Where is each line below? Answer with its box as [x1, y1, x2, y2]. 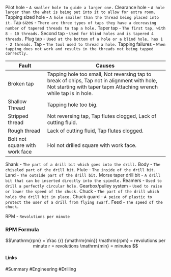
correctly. [5, 51, 28, 56]
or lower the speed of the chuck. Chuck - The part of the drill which [5, 188, 159, 194]
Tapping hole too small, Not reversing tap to [47, 71, 152, 78]
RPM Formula [5, 226, 39, 233]
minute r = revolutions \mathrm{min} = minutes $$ [33, 243, 138, 249]
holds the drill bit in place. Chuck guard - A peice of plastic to [5, 194, 152, 200]
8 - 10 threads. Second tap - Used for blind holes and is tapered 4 [5, 30, 154, 36]
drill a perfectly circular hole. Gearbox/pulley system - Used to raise [5, 183, 162, 189]
